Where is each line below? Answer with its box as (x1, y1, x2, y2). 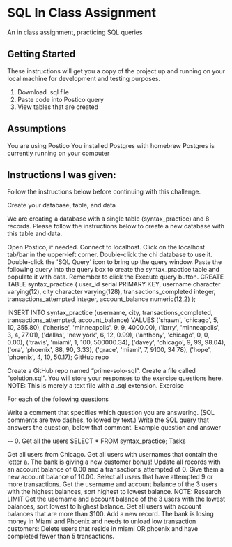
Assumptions (7, 123, 67, 135)
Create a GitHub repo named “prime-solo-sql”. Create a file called (7, 367, 196, 375)
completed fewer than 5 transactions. (7, 532, 115, 541)
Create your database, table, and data (7, 201, 116, 210)
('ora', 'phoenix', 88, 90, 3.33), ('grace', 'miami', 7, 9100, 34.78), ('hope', (7, 346, 212, 354)
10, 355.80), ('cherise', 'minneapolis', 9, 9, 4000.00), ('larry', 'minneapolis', (7, 323, 221, 332)
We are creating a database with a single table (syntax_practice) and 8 (7, 214, 210, 223)
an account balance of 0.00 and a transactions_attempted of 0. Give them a (7, 465, 224, 474)
